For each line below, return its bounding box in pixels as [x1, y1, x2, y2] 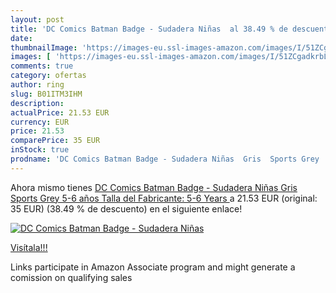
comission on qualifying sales [10, 271, 133, 283]
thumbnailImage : [10, 42, 78, 53]
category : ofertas [10, 71, 87, 81]
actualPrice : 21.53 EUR [10, 107, 110, 118]
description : [10, 98, 65, 108]
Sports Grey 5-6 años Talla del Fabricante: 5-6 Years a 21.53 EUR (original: [10, 192, 318, 204]
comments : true [10, 61, 74, 71]
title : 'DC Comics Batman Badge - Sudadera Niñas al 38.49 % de [10, 24, 288, 34]
